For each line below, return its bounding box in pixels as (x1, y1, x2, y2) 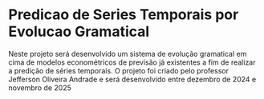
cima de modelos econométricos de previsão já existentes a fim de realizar (8, 57, 256, 67)
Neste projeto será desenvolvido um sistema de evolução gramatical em (8, 49, 247, 58)
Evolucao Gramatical (8, 22, 150, 41)
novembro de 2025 (8, 82, 72, 93)
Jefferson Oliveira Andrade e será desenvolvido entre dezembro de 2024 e (8, 74, 257, 84)
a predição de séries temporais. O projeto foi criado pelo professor (8, 65, 229, 75)
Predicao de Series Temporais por (8, 6, 239, 24)
